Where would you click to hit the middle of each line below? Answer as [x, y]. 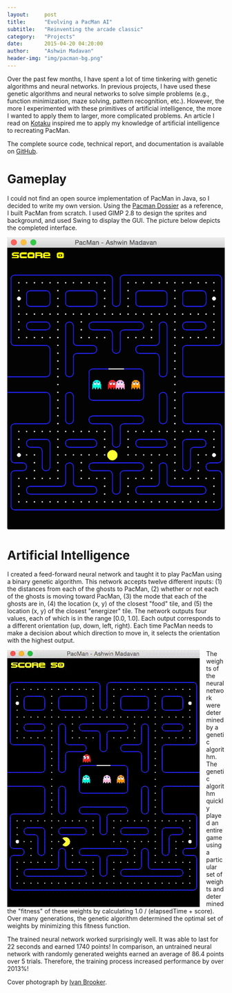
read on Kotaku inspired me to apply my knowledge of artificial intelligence [113, 123]
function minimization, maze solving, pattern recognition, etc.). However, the [116, 101]
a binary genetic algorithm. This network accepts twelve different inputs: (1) [115, 582]
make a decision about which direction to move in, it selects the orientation [114, 633]
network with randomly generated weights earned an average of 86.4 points [116, 954]
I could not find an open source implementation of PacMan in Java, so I [108, 198]
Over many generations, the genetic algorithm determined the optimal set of [115, 919]
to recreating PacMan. [39, 130]
